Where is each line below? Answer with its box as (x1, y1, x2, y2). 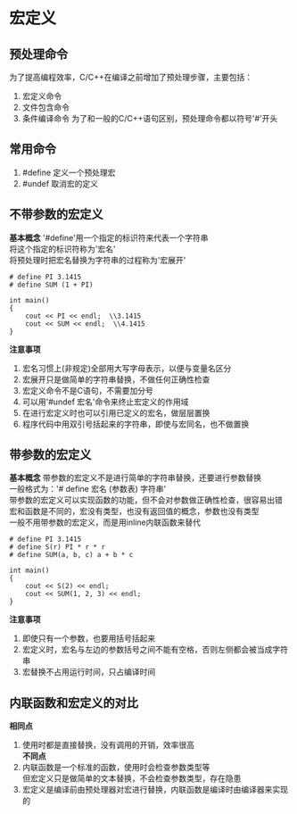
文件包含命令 (21, 102, 70, 112)
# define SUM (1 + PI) (9, 280, 94, 289)
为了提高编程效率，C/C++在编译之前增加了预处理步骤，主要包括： (9, 72, 253, 82)
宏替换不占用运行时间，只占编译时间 (21, 667, 156, 677)
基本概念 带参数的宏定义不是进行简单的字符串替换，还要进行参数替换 (9, 472, 261, 483)
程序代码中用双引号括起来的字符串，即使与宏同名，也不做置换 (21, 419, 250, 429)
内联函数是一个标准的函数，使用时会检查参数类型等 (21, 762, 210, 773)
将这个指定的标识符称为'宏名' (9, 243, 116, 254)
